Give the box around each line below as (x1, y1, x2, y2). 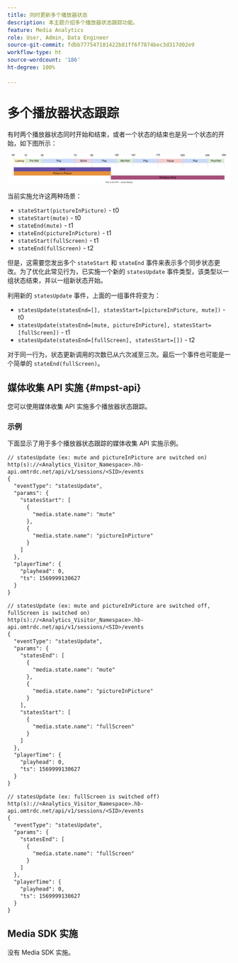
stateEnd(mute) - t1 (17, 221, 74, 229)
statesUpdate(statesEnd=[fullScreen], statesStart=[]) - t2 (17, 335, 195, 344)
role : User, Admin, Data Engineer (7, 34, 110, 41)
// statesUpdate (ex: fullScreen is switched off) (7, 793, 160, 800)
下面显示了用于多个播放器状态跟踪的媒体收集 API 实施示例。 (7, 439, 183, 447)
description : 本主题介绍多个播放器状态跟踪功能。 (7, 18, 139, 26)
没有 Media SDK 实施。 (7, 948, 74, 957)
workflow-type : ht (7, 49, 62, 56)
